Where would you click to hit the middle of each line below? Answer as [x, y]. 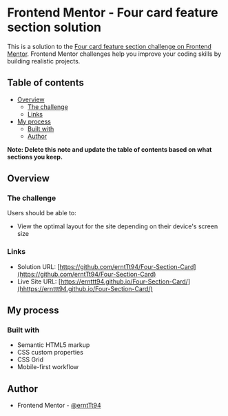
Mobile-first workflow [48, 367]
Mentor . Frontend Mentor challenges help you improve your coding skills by [114, 54]
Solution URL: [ [38, 266]
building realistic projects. [44, 61]
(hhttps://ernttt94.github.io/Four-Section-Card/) [85, 288]
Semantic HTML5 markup [53, 345]
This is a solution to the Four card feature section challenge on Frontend [110, 46]
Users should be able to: [42, 213]
